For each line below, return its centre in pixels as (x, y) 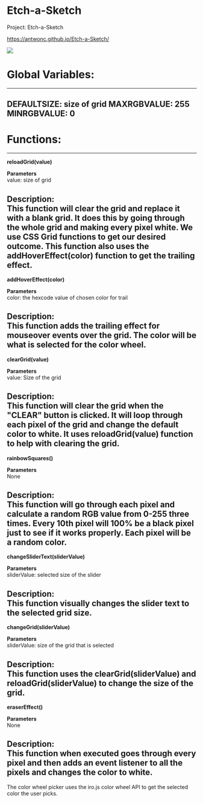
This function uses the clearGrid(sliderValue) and (101, 674)
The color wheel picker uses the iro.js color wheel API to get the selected (98, 787)
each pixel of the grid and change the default (93, 425)
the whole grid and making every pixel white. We (100, 227)
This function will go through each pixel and (91, 505)
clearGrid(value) (28, 359)
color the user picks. (32, 793)
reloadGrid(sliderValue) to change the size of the (100, 683)
